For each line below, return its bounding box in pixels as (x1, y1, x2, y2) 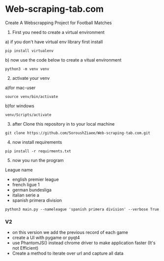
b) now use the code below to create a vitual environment (5, 57, 122, 63)
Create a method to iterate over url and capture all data (12, 250, 124, 257)
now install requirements (12, 139, 62, 145)
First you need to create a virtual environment (12, 29, 105, 35)
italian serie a (12, 192, 39, 198)
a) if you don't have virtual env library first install (5, 38, 103, 45)
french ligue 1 (12, 181, 40, 188)
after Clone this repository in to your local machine (12, 121, 115, 127)
